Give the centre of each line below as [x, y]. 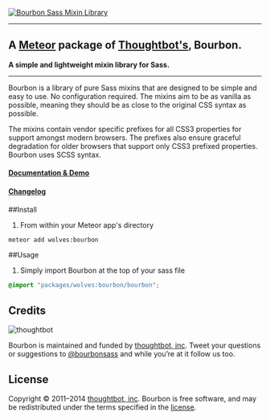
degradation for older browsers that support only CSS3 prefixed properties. [133, 146]
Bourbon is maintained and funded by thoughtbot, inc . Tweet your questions [135, 345]
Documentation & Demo [49, 173]
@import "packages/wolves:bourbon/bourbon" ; [84, 286]
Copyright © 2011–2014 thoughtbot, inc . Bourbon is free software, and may [133, 398]
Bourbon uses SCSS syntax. [55, 154]
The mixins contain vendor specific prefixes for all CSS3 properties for [125, 129]
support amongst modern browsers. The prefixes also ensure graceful [125, 138]
